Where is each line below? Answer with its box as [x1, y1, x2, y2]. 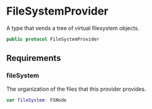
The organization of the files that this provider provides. [6, 85, 147, 93]
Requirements [6, 53, 61, 63]
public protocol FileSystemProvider [6, 36, 100, 42]
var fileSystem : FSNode [6, 97, 67, 103]
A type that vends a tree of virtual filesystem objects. [6, 24, 140, 32]
